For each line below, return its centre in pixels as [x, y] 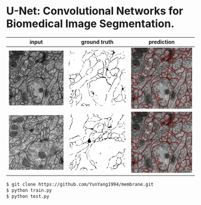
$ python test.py [28, 196]
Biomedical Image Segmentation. [90, 24]
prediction [162, 42]
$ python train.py [29, 190]
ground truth [97, 42]
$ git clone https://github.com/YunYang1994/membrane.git [80, 184]
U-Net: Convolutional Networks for [95, 11]
